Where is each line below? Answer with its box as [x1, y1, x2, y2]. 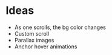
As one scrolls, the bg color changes [14, 24, 107, 31]
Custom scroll [14, 30, 50, 37]
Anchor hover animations [14, 43, 77, 50]
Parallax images [14, 36, 54, 44]
